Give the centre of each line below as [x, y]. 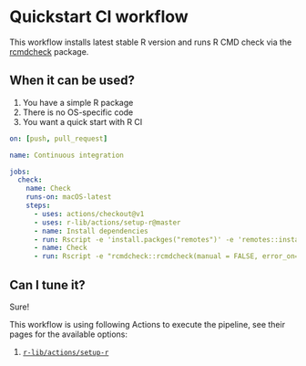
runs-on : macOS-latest [69, 197]
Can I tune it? [48, 285]
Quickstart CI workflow [99, 17]
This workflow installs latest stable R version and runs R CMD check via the [151, 42]
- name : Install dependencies [91, 231]
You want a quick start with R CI [82, 121]
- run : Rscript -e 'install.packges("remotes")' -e [133, 239]
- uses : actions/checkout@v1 [89, 214]
